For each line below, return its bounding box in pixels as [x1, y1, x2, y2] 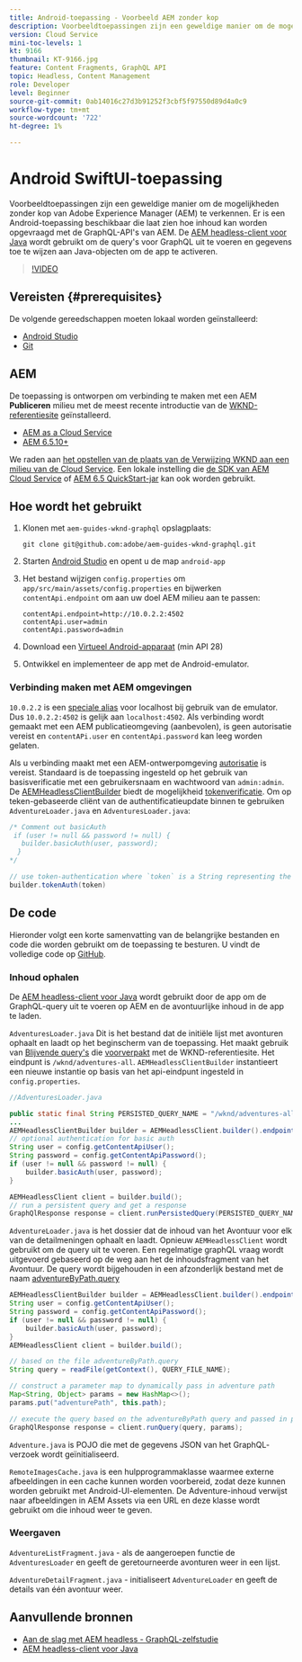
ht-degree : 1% [9, 122, 63, 131]
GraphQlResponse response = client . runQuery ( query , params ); [9, 1423, 244, 1432]
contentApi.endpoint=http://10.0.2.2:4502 [22, 610, 184, 619]
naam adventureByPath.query [9, 1273, 120, 1284]
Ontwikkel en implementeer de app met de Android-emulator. [22, 658, 250, 670]
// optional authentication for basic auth [9, 1134, 175, 1143]
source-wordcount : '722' [9, 113, 102, 122]
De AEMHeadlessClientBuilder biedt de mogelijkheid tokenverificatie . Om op [9, 786, 292, 797]
